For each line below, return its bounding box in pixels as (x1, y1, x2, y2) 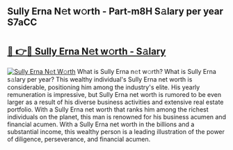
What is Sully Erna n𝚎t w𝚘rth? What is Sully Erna (77, 68, 217, 75)
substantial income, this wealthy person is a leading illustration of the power (7, 128, 225, 135)
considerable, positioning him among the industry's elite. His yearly (7, 83, 200, 91)
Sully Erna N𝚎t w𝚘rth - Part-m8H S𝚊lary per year (7, 6, 224, 17)
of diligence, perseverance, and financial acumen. (7, 135, 151, 143)
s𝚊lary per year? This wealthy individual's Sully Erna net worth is (7, 75, 193, 83)
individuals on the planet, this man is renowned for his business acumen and (7, 113, 226, 121)
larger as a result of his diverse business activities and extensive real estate (7, 98, 224, 106)
